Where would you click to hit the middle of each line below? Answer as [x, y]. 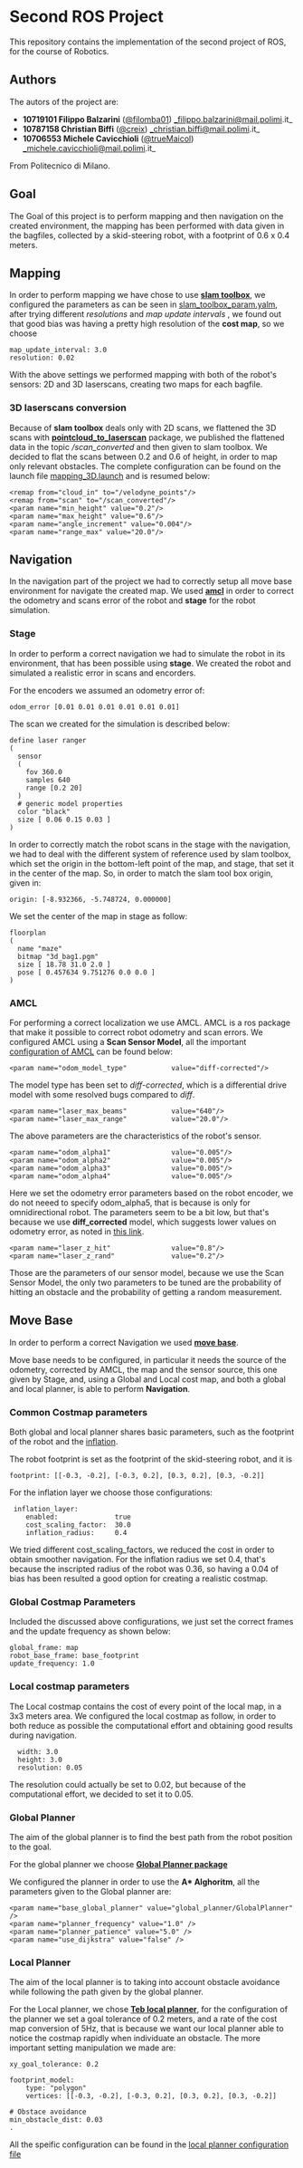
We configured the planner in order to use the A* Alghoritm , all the [135, 1882]
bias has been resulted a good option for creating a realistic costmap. [139, 1578]
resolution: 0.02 [42, 358]
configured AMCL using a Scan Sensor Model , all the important [128, 1042]
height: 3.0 [40, 1760]
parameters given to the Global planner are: [90, 1892]
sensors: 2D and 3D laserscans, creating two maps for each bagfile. [136, 384]
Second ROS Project [87, 17]
